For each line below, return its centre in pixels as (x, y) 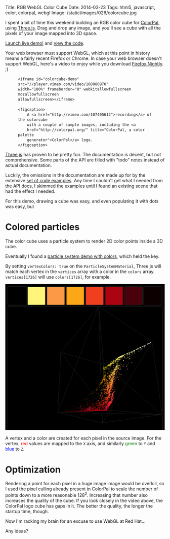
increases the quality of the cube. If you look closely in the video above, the (84, 501)
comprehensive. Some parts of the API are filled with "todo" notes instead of (85, 160)
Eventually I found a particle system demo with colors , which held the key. (82, 256)
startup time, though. (27, 512)
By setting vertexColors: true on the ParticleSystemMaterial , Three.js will (83, 266)
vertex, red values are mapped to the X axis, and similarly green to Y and (80, 444)
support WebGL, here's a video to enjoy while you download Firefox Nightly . (84, 64)
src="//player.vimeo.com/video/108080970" (63, 84)
